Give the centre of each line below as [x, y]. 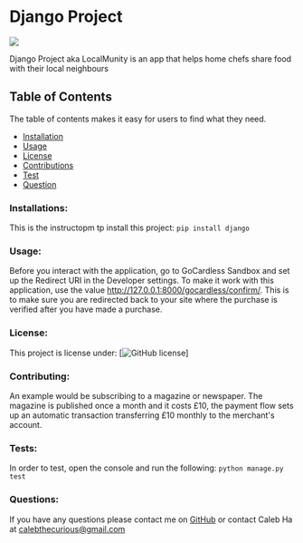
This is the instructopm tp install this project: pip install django [130, 228]
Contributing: [40, 376]
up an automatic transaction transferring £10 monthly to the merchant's [142, 415]
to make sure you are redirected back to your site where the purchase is [143, 300]
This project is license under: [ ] [99, 353]
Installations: [39, 208]
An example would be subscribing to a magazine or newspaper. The [136, 395]
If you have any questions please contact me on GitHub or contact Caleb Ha [151, 519]
